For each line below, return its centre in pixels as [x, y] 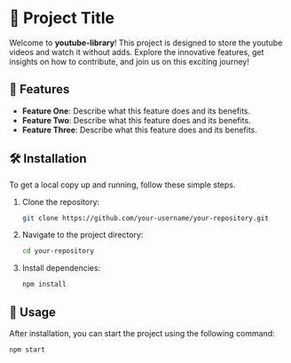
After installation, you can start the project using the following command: [142, 333]
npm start [28, 350]
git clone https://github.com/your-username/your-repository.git [145, 218]
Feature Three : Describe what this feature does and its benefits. [139, 130]
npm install [44, 284]
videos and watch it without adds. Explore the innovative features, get [137, 51]
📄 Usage [32, 312]
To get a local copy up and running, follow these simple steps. [122, 185]
